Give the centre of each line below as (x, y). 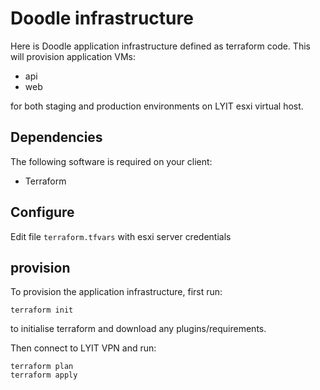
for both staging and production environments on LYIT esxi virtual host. (157, 106)
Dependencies (56, 137)
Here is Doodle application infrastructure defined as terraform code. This (160, 46)
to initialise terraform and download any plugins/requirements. (138, 329)
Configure (42, 212)
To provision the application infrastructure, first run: (116, 292)
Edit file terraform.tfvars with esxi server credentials (121, 236)
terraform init (42, 310)
